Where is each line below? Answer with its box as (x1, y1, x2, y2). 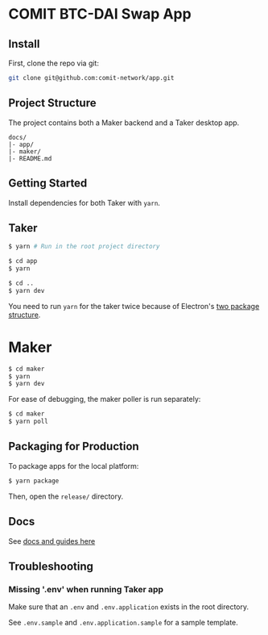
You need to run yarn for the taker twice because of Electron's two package (8, 301, 260, 311)
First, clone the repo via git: (8, 58, 99, 68)
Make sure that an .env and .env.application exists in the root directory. (8, 602, 249, 612)
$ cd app (8, 257, 38, 265)
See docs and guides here (8, 536, 96, 545)
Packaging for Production (8, 440, 139, 453)
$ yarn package (8, 477, 60, 485)
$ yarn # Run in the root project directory (8, 243, 160, 251)
